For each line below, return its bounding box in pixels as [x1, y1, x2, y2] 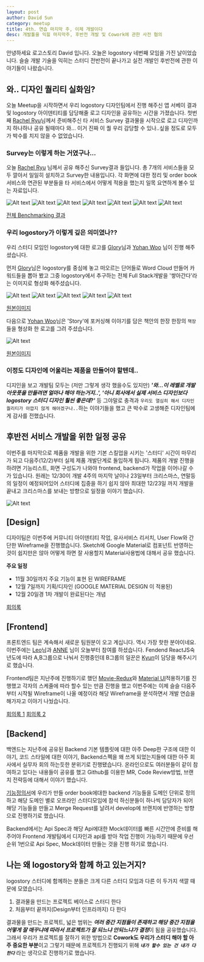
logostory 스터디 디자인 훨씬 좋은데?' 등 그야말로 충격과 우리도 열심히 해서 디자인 [6, 397, 195, 404]
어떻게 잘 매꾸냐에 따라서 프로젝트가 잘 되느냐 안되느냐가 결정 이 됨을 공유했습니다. [6, 926, 198, 933]
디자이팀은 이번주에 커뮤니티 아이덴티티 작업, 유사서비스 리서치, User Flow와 [6, 534, 188, 542]
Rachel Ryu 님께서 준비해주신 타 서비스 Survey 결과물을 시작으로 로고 [12, 117, 177, 124]
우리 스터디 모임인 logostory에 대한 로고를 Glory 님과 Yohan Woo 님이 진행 [6, 243, 185, 251]
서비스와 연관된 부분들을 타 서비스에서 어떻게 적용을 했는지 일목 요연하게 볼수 [6, 179, 189, 186]
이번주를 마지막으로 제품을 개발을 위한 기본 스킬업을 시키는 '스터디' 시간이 [6, 449, 180, 456]
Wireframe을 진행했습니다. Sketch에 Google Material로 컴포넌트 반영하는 [17, 542, 194, 549]
